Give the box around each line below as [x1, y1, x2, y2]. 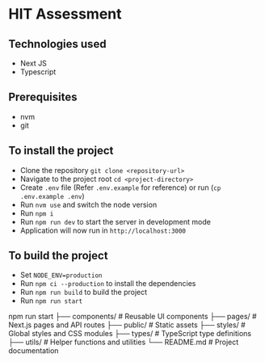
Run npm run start [19, 296, 83, 305]
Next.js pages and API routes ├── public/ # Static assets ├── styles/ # [8, 320, 246, 330]
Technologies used [8, 37, 107, 51]
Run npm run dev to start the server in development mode [19, 217, 212, 226]
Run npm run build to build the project [19, 288, 148, 297]
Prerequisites [8, 90, 78, 104]
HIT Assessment [8, 5, 123, 23]
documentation [8, 346, 59, 356]
